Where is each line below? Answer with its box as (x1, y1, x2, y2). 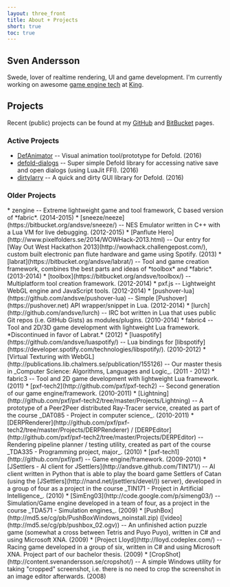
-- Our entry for (166, 236, 211, 244)
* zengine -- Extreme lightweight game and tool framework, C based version (7, 206, 224, 214)
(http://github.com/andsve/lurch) (7, 309, 100, 317)
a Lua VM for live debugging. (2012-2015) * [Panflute (7, 228, 157, 236)
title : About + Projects (7, 17, 78, 23)
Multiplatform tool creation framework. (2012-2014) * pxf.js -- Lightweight (7, 280, 216, 288)
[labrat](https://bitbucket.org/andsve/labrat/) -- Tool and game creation (7, 258, 209, 266)
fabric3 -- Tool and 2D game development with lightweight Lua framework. (7, 375, 219, 383)
